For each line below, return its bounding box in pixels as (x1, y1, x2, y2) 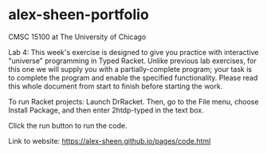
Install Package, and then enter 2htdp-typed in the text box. (8, 105, 205, 115)
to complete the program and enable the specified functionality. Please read (8, 73, 258, 82)
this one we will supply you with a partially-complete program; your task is (8, 64, 253, 73)
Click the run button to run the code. (8, 120, 128, 130)
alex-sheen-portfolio (8, 6, 149, 24)
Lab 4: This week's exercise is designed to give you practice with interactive (8, 47, 259, 57)
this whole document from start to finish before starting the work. (8, 81, 223, 91)
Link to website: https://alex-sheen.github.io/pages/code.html (8, 136, 211, 145)
